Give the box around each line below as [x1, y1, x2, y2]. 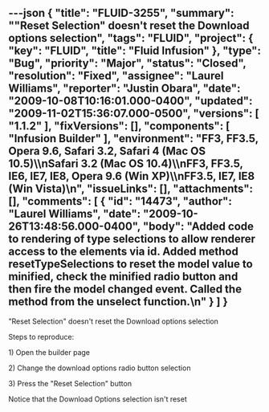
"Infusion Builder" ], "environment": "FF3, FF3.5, [8, 132, 259, 145]
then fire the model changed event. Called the [8, 283, 243, 296]
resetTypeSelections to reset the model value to [8, 257, 253, 271]
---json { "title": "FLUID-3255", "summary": [8, 6, 234, 20]
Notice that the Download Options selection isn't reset [8, 394, 187, 404]
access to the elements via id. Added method [8, 245, 238, 259]
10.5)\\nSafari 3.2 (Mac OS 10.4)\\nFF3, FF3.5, [8, 157, 243, 171]
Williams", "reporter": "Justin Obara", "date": [8, 82, 241, 96]
